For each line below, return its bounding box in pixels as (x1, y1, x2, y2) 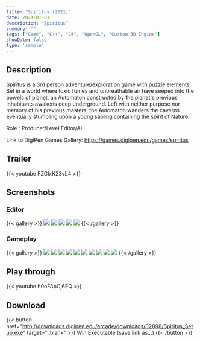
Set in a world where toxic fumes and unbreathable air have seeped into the (6, 87, 195, 94)
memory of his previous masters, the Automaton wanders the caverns (6, 106, 180, 113)
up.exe (6, 329, 23, 337)
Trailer (6, 154, 31, 164)
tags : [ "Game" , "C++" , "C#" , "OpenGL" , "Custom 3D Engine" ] (6, 31, 161, 37)
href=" (6, 323, 23, 330)
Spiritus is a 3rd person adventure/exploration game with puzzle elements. (6, 81, 192, 88)
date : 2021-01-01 (6, 14, 50, 21)
